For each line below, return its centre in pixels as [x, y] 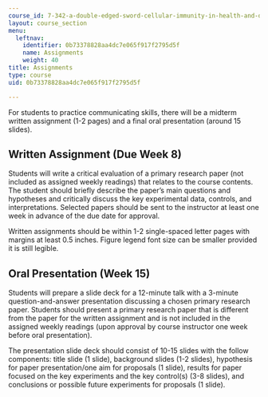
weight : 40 [41, 61]
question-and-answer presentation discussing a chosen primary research [130, 301]
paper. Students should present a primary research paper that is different [128, 310]
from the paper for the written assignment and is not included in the [120, 318]
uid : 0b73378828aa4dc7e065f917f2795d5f [75, 82]
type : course [30, 75]
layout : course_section [48, 23]
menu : [17, 30]
